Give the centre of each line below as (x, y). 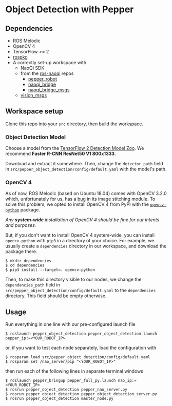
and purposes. (21, 225)
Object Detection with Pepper (70, 9)
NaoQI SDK (32, 68)
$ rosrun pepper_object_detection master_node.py (60, 399)
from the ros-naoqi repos (47, 73)
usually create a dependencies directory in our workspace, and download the (86, 246)
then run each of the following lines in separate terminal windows (74, 371)
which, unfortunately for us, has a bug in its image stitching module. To (80, 199)
